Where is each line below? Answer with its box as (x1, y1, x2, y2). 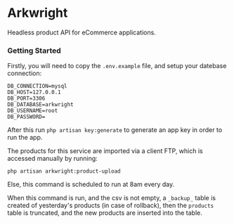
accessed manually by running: (7, 154, 98, 163)
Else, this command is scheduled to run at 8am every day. (7, 180, 175, 189)
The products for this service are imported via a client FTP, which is (7, 147, 203, 155)
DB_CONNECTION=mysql (7, 83, 68, 90)
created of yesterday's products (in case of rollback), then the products (7, 202, 214, 210)
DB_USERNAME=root (7, 107, 58, 114)
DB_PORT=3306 (7, 95, 46, 103)
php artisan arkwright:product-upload (7, 168, 121, 175)
